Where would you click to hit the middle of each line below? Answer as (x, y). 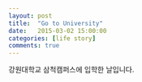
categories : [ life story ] (52, 38)
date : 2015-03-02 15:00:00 (58, 31)
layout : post (30, 16)
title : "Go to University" (56, 23)
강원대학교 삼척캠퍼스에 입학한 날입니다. (71, 70)
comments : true (34, 46)
